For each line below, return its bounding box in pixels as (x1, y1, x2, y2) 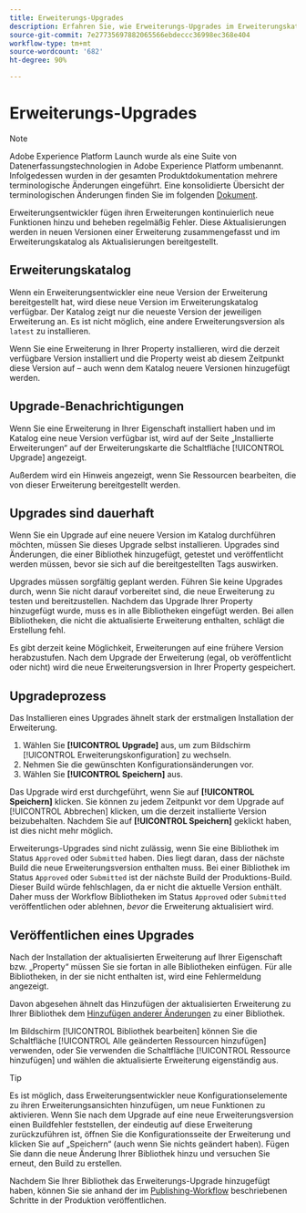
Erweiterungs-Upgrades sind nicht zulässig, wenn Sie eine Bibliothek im (9, 843, 280, 854)
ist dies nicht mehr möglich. (9, 826, 114, 837)
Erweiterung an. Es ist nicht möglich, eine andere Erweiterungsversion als (9, 315, 285, 326)
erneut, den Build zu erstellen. (9, 1158, 123, 1168)
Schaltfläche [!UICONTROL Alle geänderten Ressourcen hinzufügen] (9, 1035, 267, 1046)
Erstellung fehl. (9, 625, 66, 636)
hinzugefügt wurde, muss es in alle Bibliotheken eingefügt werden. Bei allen (9, 605, 294, 616)
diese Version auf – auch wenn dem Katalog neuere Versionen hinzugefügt (9, 362, 291, 374)
